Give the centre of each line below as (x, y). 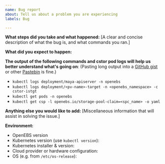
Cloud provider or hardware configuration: (55, 151)
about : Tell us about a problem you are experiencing (62, 14)
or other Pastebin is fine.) (31, 72)
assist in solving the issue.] (33, 116)
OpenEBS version (30, 135)
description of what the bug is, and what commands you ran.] (68, 42)
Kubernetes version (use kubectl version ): (56, 140)
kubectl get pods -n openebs (42, 97)
